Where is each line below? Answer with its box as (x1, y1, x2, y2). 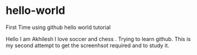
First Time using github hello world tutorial (5, 24, 111, 31)
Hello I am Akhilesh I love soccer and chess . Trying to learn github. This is (5, 35, 191, 42)
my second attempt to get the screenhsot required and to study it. (5, 42, 170, 49)
